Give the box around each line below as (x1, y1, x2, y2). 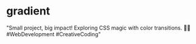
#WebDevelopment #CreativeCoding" (6, 30, 101, 37)
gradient (6, 4, 51, 18)
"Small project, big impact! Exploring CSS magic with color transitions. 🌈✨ (6, 24, 191, 31)
